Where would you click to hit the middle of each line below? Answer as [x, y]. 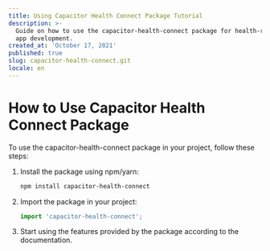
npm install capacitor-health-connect [85, 186]
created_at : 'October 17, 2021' [62, 46]
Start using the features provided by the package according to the [129, 232]
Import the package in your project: [78, 201]
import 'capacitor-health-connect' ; [81, 216]
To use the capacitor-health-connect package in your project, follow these [131, 147]
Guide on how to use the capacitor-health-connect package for [123, 31]
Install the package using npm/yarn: [79, 171]
